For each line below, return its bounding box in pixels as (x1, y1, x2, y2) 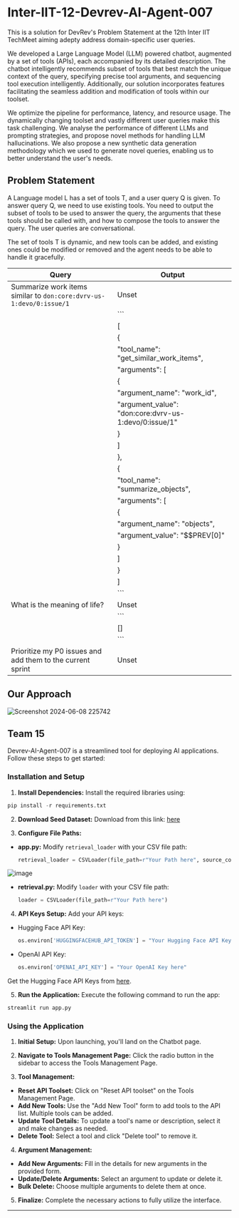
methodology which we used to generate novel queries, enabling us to (7, 146, 214, 155)
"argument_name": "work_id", (117, 388, 217, 398)
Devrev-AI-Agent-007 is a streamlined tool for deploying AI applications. (7, 746, 219, 755)
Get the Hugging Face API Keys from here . (7, 977, 132, 986)
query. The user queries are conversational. (7, 224, 136, 232)
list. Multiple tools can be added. (17, 1109, 114, 1118)
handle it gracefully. (7, 252, 65, 261)
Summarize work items (11, 282, 87, 291)
